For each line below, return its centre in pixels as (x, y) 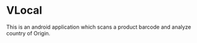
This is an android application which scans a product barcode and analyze (99, 27)
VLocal (24, 10)
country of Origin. (28, 33)
